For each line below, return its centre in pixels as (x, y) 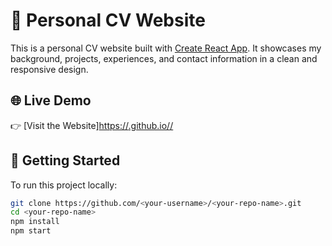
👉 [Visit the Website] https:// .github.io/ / (92, 125)
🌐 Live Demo (51, 100)
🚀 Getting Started (65, 160)
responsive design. (49, 69)
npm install (35, 222)
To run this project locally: (64, 185)
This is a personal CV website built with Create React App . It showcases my (166, 48)
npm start (31, 231)
